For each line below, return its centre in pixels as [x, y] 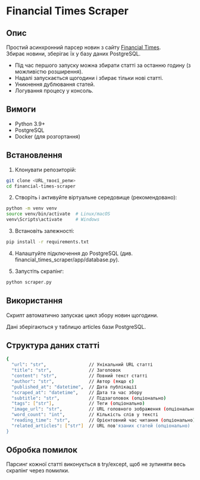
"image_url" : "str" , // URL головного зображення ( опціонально [104, 409]
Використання [35, 301]
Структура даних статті [53, 345]
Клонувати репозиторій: [45, 170]
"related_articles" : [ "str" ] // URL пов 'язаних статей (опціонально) [101, 426]
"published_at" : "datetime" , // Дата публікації [74, 387]
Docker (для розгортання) [47, 136]
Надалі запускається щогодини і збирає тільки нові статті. [89, 78]
